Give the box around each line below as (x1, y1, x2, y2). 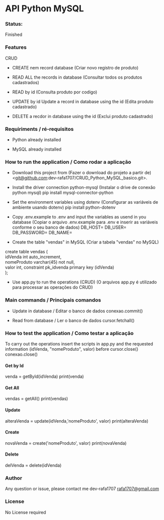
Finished (5, 31, 23, 37)
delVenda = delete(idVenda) (5, 462, 62, 468)
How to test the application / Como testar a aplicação (5, 330, 134, 336)
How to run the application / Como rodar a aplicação (5, 158, 131, 165)
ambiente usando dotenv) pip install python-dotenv (12, 205, 116, 211)
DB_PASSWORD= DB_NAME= (12, 230, 72, 236)
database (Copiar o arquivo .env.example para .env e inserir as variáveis (12, 219, 158, 225)
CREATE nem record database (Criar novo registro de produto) (12, 64, 139, 70)
